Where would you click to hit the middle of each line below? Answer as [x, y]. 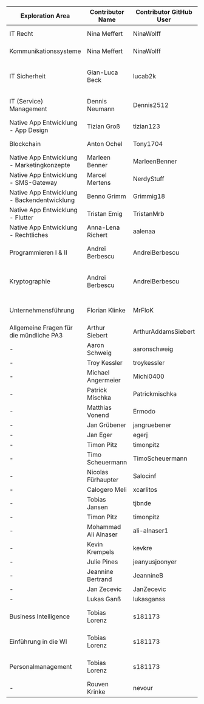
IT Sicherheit [28, 76]
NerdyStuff [148, 179]
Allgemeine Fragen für [41, 328]
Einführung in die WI [38, 642]
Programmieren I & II [39, 253]
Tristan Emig [105, 214]
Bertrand [100, 579]
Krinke [96, 692]
